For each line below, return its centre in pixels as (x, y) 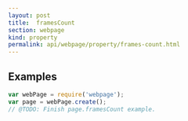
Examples (33, 77)
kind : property (33, 37)
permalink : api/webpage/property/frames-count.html (94, 45)
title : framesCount (42, 23)
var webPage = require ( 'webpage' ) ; (66, 94)
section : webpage (36, 30)
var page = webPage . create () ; (58, 102)
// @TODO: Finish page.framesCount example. (82, 109)
